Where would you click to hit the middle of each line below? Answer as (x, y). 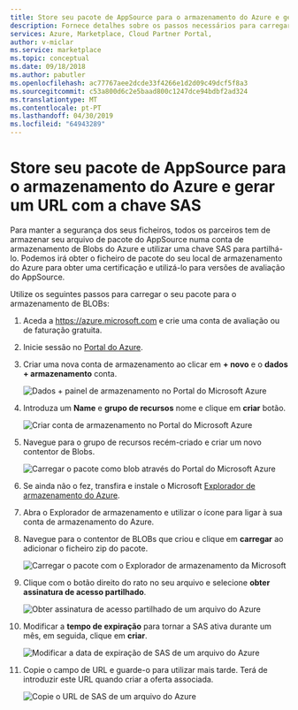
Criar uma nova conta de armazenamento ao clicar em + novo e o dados (155, 364)
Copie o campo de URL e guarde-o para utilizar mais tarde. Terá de (145, 669)
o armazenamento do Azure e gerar (142, 187)
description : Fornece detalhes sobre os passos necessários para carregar (151, 26)
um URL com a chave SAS (106, 206)
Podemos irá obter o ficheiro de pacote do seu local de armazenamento (152, 258)
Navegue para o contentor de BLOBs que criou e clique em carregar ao (153, 538)
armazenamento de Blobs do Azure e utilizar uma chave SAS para (130, 248)
